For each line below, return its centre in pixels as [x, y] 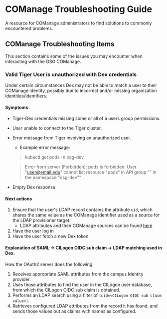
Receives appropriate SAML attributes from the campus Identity [78, 274]
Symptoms [17, 107]
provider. [21, 279]
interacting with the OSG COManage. [43, 61]
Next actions [19, 198]
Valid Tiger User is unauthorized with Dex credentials [71, 74]
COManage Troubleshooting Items [60, 44]
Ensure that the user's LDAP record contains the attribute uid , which [83, 210]
